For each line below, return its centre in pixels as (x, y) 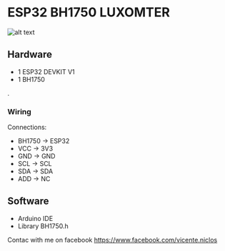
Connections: (27, 127)
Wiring (20, 111)
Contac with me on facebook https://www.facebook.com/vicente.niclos (112, 240)
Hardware (30, 55)
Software (28, 201)
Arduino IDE (35, 218)
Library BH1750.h (43, 226)
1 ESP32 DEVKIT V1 (46, 71)
